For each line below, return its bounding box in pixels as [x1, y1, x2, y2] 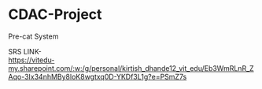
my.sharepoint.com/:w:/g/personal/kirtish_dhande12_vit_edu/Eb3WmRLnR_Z [8, 63, 254, 72]
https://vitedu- [8, 55, 55, 65]
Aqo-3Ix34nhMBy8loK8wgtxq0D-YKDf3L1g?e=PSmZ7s [8, 72, 187, 81]
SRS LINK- [8, 46, 42, 56]
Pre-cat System [8, 32, 59, 41]
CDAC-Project [8, 6, 102, 24]
